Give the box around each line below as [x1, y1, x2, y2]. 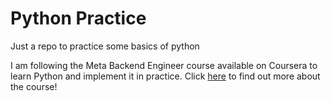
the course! [10, 80, 58, 92]
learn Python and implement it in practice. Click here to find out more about [10, 70, 321, 82]
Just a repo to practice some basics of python [10, 40, 200, 52]
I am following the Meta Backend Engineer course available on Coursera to [10, 59, 318, 71]
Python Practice [10, 7, 147, 30]
